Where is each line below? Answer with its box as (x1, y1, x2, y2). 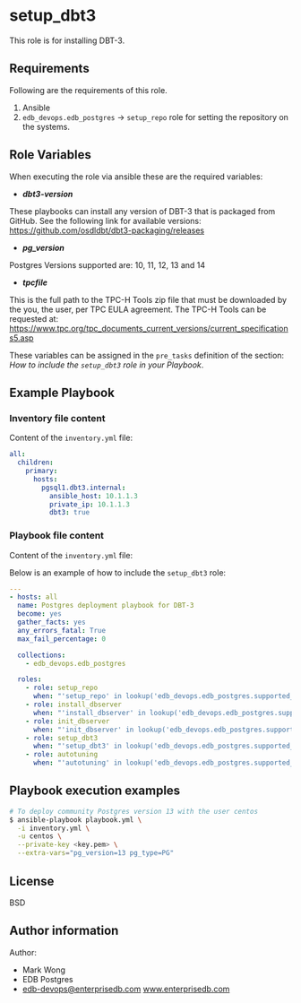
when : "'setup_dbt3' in (32, 741, 123, 751)
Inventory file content (9, 411, 106, 424)
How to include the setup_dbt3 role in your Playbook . (9, 359, 204, 370)
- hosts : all (9, 592, 58, 601)
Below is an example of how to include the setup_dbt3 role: (9, 566, 227, 578)
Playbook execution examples (9, 783, 181, 799)
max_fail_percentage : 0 (17, 634, 106, 644)
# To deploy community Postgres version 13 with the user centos (9, 807, 258, 816)
